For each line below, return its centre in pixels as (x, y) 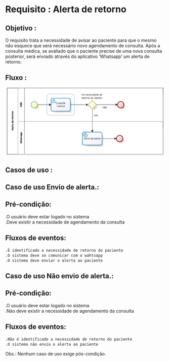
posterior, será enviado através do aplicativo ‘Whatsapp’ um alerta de (78, 56)
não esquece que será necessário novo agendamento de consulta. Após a (83, 46)
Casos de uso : (29, 170)
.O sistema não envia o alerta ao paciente (52, 344)
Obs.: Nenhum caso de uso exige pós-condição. (56, 353)
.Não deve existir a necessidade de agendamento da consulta (70, 311)
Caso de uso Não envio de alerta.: (59, 276)
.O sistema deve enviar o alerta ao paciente (54, 260)
